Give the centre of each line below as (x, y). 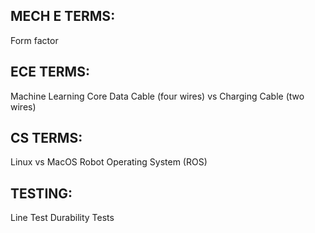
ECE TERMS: (50, 72)
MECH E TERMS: (63, 16)
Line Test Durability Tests (62, 218)
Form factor (34, 40)
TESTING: (41, 193)
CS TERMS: (46, 138)
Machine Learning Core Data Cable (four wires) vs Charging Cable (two (157, 96)
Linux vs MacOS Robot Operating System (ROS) (109, 162)
